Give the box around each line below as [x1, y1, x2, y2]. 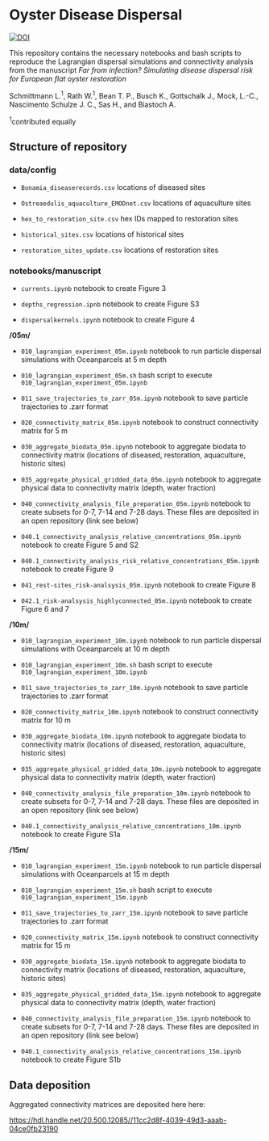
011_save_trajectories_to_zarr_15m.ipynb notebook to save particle [20, 907, 249, 918]
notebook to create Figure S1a [20, 830, 121, 840]
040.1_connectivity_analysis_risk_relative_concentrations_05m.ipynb [20, 558, 260, 566]
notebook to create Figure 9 [20, 564, 114, 575]
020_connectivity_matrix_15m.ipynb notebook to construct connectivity [20, 932, 259, 942]
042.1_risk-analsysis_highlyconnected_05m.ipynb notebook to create [20, 596, 252, 605]
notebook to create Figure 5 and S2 [20, 540, 139, 550]
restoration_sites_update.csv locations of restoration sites [20, 245, 219, 255]
